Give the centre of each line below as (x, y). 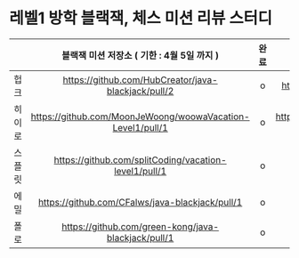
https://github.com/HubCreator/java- (140, 79)
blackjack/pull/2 (140, 91)
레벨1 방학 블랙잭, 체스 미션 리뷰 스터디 (141, 18)
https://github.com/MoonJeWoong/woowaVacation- (141, 117)
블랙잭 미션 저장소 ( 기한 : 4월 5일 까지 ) (141, 55)
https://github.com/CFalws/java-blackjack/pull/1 (141, 202)
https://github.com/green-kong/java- (141, 226)
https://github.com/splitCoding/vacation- (140, 159)
